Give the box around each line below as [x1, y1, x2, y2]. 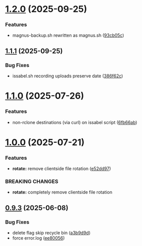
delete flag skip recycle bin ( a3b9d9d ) [12, 230, 91, 236]
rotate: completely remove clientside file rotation [12, 189, 113, 195]
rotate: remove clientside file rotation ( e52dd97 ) [12, 166, 111, 172]
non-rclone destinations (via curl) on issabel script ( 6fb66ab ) [12, 119, 138, 125]
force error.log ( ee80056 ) [12, 235, 65, 241]
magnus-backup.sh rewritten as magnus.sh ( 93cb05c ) [12, 32, 124, 38]
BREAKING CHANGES [5, 178, 59, 185]
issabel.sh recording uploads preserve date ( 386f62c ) [12, 73, 123, 79]
